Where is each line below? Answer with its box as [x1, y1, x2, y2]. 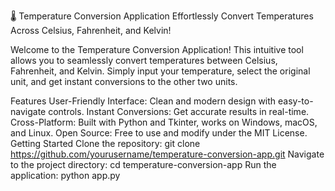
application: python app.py [10, 170, 121, 181]
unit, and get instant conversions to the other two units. [10, 76, 238, 87]
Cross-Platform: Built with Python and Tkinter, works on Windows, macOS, [10, 116, 318, 128]
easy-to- [278, 95, 314, 107]
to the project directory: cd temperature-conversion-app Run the [10, 159, 277, 170]
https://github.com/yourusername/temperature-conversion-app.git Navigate [10, 148, 325, 160]
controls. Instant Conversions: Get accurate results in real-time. [48, 106, 310, 117]
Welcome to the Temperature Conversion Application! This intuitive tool [10, 44, 304, 55]
